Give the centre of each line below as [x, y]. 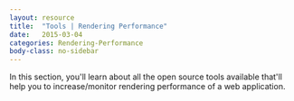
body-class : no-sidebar [54, 51]
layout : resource [42, 18]
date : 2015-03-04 [46, 34]
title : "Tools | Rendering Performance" [89, 26]
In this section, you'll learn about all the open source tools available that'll [146, 77]
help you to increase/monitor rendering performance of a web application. [147, 87]
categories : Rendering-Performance [76, 43]
